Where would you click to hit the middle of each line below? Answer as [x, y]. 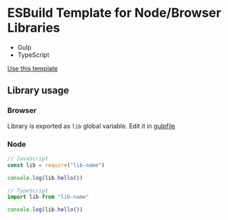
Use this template [33, 68]
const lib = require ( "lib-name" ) [56, 165]
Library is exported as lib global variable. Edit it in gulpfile [91, 126]
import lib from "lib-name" [48, 197]
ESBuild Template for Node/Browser [114, 13]
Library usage [38, 90]
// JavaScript [28, 158]
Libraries [34, 28]
